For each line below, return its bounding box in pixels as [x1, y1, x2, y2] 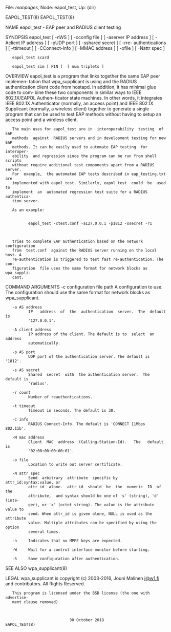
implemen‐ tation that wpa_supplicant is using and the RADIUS [5, 79, 137, 84]
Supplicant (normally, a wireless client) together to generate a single [5, 106, 149, 112]
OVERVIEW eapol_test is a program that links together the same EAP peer [5, 73, 160, 79]
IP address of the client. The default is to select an [28, 332, 155, 337]
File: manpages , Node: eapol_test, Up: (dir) [5, 5, 96, 10]
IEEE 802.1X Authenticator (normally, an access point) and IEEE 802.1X [5, 100, 154, 106]
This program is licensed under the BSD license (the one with [12, 590, 150, 596]
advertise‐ [5, 595, 29, 600]
